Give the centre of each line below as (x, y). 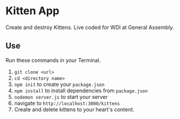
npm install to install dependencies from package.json (81, 91)
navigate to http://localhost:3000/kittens (67, 103)
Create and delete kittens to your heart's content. (74, 109)
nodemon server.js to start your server (61, 97)
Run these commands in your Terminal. (53, 60)
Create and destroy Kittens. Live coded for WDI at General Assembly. (90, 27)
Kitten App (33, 11)
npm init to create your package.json (59, 84)
